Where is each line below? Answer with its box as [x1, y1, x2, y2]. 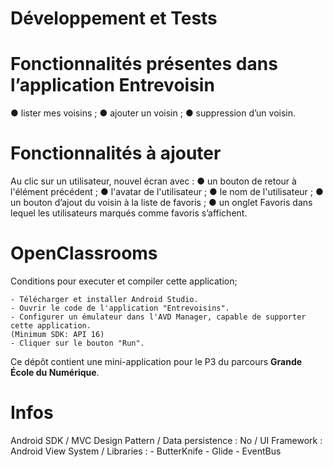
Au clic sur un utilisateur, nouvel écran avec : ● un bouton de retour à [10, 175, 297, 187]
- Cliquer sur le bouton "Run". [10, 338, 145, 348]
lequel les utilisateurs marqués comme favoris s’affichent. [10, 207, 248, 219]
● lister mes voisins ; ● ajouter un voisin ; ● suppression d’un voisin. [10, 107, 297, 119]
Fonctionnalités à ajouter [10, 142, 222, 165]
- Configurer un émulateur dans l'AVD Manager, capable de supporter [10, 312, 307, 322]
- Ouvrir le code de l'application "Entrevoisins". [10, 303, 230, 313]
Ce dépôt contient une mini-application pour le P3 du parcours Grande [10, 356, 303, 367]
